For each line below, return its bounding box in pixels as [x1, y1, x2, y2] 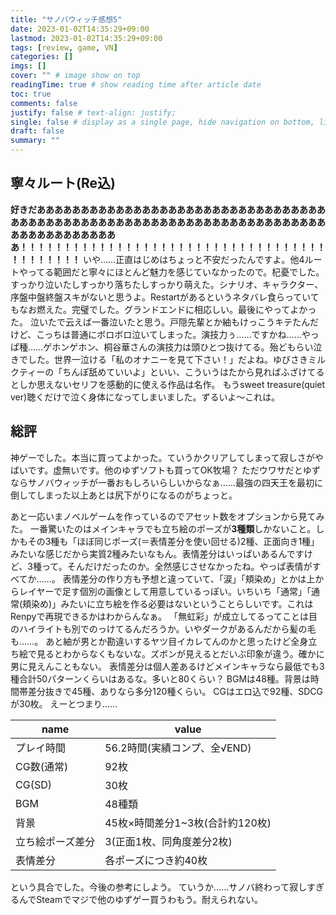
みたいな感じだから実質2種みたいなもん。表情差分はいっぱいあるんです [10, 547, 305, 560]
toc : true [10, 89, 52, 99]
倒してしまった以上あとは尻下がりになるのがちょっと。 [10, 489, 238, 501]
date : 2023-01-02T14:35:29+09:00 [10, 24, 150, 34]
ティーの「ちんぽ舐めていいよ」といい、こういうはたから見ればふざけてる [18, 366, 325, 378]
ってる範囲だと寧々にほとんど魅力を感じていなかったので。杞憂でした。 [27, 266, 325, 278]
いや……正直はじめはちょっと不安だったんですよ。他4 [82, 253, 305, 265]
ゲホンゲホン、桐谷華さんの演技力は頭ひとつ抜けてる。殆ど [43, 341, 288, 353]
